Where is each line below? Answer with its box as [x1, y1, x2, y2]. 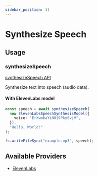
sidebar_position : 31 [5, 7, 50, 12]
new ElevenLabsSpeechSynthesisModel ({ [9, 111, 90, 116]
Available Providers [5, 152, 67, 161]
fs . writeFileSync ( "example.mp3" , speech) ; [5, 138, 94, 143]
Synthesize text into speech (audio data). [5, 84, 89, 90]
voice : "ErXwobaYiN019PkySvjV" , [14, 116, 81, 120]
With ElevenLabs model [5, 95, 55, 102]
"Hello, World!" [9, 125, 43, 130]
